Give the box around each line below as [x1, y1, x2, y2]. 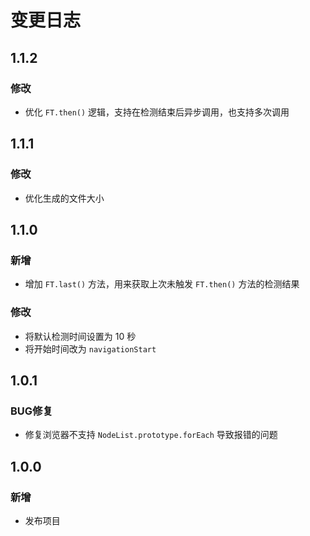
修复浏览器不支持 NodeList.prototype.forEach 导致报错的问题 [24, 429, 278, 441]
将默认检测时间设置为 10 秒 [24, 330, 137, 342]
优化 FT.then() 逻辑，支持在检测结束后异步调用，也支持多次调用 [24, 106, 290, 118]
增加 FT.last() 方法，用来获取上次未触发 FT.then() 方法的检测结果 [24, 278, 300, 290]
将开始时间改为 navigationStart [24, 342, 157, 355]
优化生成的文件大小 [24, 192, 105, 204]
